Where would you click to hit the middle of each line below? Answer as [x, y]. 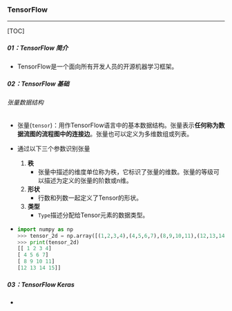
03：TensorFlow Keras [41, 284]
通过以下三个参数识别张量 [54, 148]
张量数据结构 [25, 102]
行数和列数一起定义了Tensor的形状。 [90, 198]
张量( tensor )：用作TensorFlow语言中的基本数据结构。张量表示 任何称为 [118, 125]
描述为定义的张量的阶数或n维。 [88, 180]
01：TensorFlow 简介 [38, 48]
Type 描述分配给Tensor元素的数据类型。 [93, 215]
